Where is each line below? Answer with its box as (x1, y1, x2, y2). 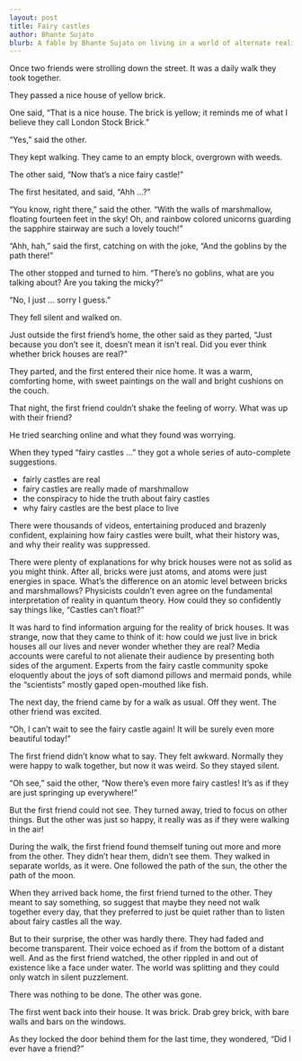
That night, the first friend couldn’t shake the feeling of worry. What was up (9, 402, 289, 414)
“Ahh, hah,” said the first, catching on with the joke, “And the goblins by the (9, 240, 288, 252)
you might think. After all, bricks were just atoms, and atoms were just (9, 566, 268, 577)
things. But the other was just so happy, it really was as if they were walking (9, 814, 289, 825)
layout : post (9, 13, 58, 22)
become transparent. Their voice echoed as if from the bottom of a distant (9, 943, 285, 954)
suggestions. (9, 456, 58, 468)
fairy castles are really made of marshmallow (22, 483, 189, 495)
